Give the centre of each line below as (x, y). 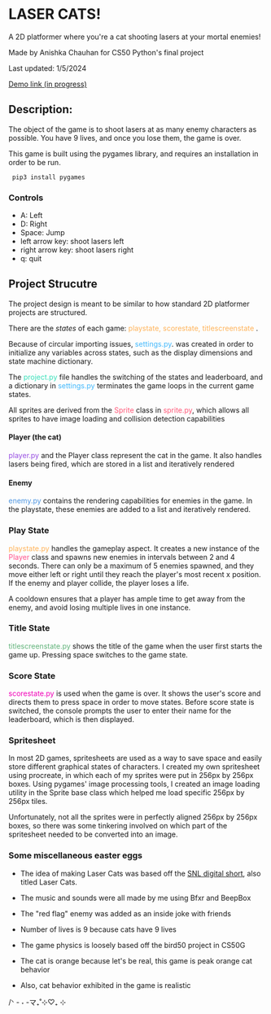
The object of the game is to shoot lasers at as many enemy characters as (133, 129)
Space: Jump (42, 233)
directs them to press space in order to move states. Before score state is (131, 702)
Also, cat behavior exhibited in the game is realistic (105, 985)
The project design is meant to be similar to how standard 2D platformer (129, 304)
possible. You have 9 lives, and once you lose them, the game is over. (125, 138)
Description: (41, 109)
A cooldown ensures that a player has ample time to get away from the (127, 598)
